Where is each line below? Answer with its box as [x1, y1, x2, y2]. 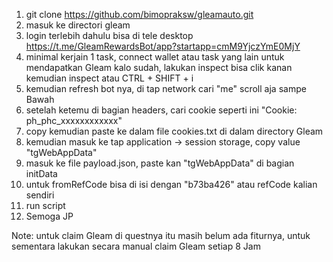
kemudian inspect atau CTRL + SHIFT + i [25, 72, 194, 84]
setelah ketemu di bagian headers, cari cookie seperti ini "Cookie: [25, 104, 298, 116]
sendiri [25, 189, 55, 201]
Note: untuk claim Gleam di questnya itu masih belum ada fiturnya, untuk [11, 230, 311, 241]
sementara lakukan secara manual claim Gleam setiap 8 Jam [11, 240, 261, 252]
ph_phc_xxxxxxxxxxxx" [25, 115, 123, 126]
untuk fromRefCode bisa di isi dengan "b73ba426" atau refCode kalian [25, 179, 318, 190]
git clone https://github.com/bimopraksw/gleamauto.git [25, 9, 254, 20]
